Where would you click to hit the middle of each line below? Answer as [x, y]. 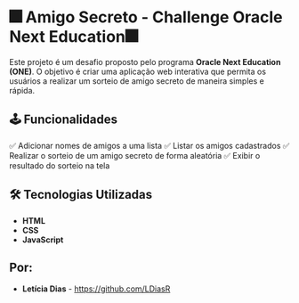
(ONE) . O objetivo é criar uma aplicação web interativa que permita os [138, 71]
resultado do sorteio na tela [60, 165]
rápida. [22, 90]
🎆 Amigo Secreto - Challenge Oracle [146, 17]
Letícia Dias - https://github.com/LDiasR [96, 289]
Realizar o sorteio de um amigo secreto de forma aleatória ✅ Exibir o [135, 155]
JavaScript [43, 240]
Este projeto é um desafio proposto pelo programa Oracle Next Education [145, 61]
